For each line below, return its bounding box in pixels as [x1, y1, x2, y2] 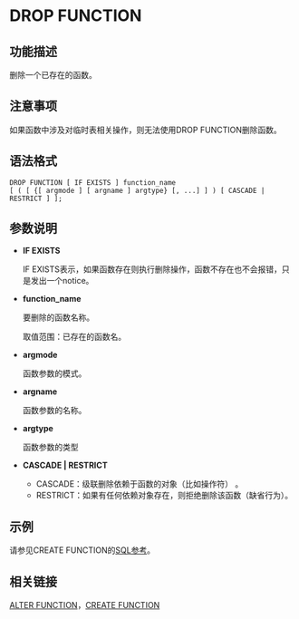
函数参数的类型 [22, 441, 79, 453]
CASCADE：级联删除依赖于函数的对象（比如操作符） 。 [35, 479, 244, 489]
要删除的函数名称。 [22, 312, 95, 323]
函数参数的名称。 [22, 405, 87, 416]
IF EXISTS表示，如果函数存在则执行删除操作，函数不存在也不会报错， [22, 264, 283, 275]
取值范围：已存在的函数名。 [22, 332, 127, 343]
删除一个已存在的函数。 [9, 70, 97, 80]
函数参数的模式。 [22, 368, 87, 379]
